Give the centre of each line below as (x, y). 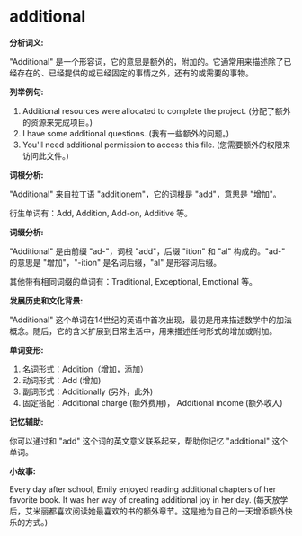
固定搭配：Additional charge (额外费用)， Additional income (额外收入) (152, 402)
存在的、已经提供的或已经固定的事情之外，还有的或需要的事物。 (135, 73)
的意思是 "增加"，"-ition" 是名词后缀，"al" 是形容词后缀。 (115, 262)
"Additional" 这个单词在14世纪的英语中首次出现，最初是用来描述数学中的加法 (151, 320)
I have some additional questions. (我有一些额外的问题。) (126, 133)
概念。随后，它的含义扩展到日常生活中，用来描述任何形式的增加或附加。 (143, 330)
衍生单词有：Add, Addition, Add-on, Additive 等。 (101, 213)
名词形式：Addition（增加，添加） (85, 369)
